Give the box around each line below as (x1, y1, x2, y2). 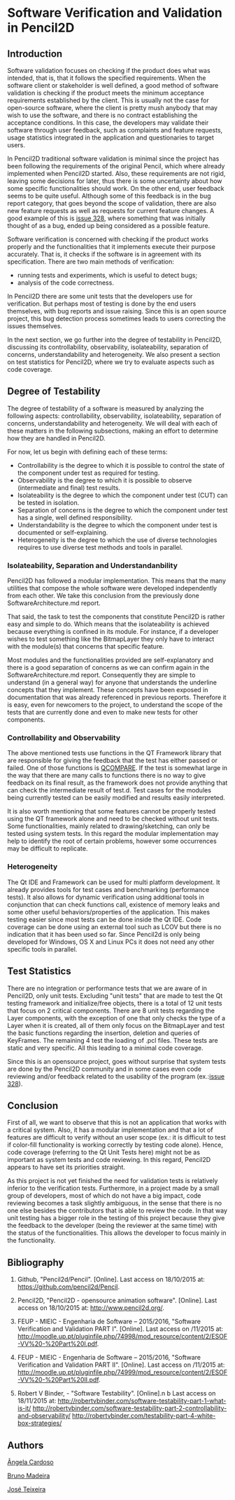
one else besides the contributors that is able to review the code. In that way (7, 1206, 228, 1215)
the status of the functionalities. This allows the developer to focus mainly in (7, 1229, 227, 1237)
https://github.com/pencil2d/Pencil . (17, 1283, 120, 1291)
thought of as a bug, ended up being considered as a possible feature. (7, 222, 211, 229)
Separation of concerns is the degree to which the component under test (17, 506, 228, 514)
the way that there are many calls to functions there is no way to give (7, 771, 206, 780)
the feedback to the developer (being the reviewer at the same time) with (7, 1222, 218, 1230)
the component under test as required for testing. (17, 468, 160, 477)
